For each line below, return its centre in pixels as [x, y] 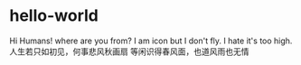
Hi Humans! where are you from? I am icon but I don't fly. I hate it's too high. [151, 41]
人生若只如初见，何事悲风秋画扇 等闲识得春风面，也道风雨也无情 [129, 51]
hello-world [54, 16]
